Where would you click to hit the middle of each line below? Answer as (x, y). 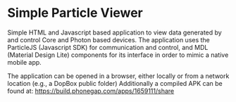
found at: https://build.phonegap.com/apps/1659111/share (91, 91)
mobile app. (25, 62)
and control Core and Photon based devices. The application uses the (108, 39)
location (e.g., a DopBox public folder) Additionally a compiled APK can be (115, 83)
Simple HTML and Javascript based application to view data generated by (114, 32)
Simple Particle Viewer (75, 13)
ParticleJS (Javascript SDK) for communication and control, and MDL (108, 47)
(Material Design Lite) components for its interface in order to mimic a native (118, 55)
